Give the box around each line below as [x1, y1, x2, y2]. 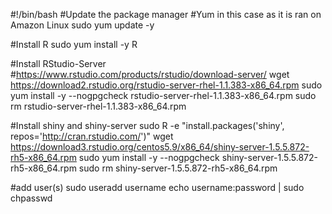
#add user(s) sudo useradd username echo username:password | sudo [10, 182, 305, 193]
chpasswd [10, 192, 53, 204]
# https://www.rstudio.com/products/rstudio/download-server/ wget [10, 69, 290, 80]
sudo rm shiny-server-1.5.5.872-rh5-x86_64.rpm [78, 162, 278, 174]
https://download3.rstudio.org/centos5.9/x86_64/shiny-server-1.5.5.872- [10, 141, 310, 153]
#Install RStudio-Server [10, 58, 107, 69]
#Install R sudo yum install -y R [10, 39, 138, 50]
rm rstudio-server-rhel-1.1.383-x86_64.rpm [10, 100, 187, 112]
